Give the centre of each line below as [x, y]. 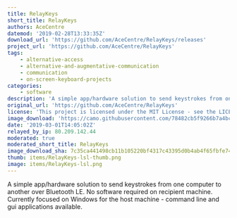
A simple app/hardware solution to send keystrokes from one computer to [115, 184]
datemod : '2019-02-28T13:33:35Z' [56, 33]
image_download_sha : [38, 151]
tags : [15, 53]
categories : [25, 86]
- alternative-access [51, 60]
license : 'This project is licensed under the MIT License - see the [112, 112]
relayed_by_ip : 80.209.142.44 [52, 132]
